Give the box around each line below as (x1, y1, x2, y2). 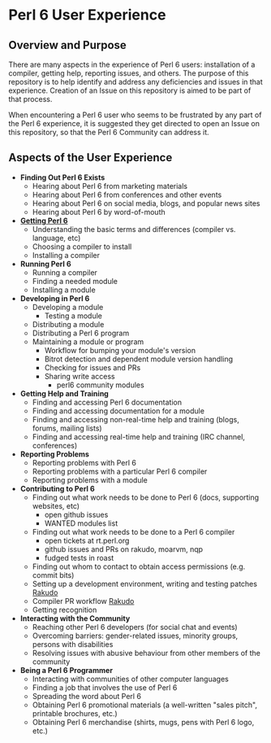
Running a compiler (32, 267, 97, 278)
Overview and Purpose (8, 38, 127, 52)
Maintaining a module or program (32, 336, 144, 347)
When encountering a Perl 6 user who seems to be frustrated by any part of (8, 110, 262, 120)
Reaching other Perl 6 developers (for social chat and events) (32, 622, 238, 632)
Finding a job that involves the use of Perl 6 (32, 682, 178, 693)
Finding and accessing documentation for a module (32, 405, 205, 416)
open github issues (44, 509, 109, 519)
